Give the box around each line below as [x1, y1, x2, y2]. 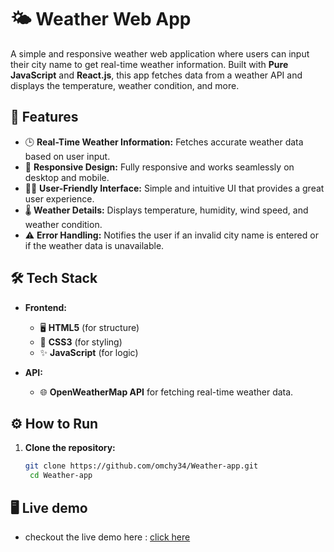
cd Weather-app [29, 471, 93, 481]
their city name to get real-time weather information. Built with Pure [10, 58, 289, 70]
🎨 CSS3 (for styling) [39, 336, 123, 348]
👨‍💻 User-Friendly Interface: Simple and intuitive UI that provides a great [24, 182, 325, 194]
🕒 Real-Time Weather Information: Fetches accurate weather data [24, 136, 304, 148]
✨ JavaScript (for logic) [39, 346, 139, 358]
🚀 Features [10, 109, 79, 126]
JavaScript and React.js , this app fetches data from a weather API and [10, 69, 303, 81]
